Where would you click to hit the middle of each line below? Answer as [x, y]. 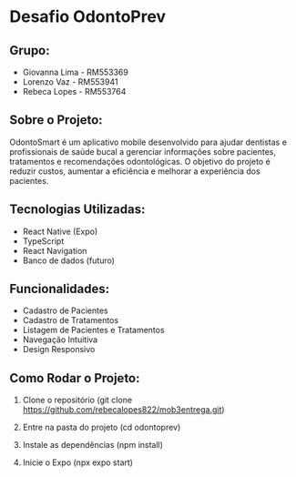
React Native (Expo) [60, 231]
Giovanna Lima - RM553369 [76, 72]
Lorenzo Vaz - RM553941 [70, 82]
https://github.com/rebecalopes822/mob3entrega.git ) [123, 410]
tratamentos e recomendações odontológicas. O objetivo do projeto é [140, 161]
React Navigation [55, 250]
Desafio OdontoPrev [88, 17]
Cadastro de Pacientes [65, 310]
